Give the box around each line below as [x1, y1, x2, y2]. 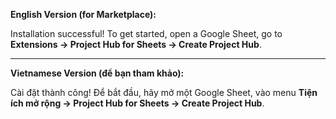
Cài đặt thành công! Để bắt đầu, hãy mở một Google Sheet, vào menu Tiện [10, 87, 318, 98]
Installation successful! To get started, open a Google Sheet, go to [10, 28, 283, 39]
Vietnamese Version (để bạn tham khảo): [10, 67, 185, 79]
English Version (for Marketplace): [10, 9, 157, 20]
